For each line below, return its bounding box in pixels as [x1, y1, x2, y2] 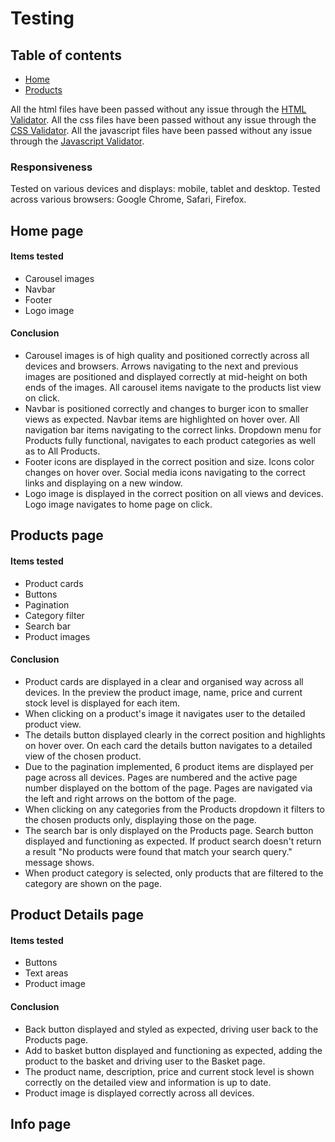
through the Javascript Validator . [10, 135, 145, 147]
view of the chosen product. [24, 750, 142, 762]
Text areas [24, 967, 69, 979]
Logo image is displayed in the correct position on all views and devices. [24, 488, 324, 500]
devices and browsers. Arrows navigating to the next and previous [24, 360, 299, 372]
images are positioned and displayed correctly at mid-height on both [24, 371, 308, 383]
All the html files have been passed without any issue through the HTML [10, 103, 307, 115]
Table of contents [10, 47, 122, 64]
